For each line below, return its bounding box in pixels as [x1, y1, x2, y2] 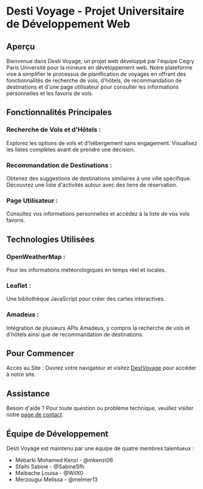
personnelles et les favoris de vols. [6, 90, 94, 97]
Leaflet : [6, 281, 32, 290]
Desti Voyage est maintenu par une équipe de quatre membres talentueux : [6, 445, 194, 452]
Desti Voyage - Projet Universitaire [6, 4, 185, 18]
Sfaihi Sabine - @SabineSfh [15, 463, 85, 470]
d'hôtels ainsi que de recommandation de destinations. [6, 330, 144, 338]
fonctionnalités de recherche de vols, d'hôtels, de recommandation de [6, 77, 182, 84]
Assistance [6, 388, 50, 398]
